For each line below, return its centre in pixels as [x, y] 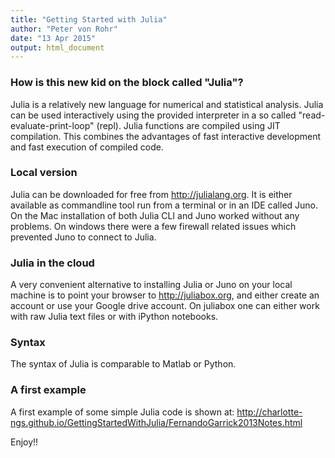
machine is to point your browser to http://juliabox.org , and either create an [165, 295]
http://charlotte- [269, 412]
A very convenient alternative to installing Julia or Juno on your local [151, 285]
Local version [44, 173]
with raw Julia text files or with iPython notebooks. [114, 317]
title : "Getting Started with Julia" [89, 19]
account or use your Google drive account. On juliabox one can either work [165, 306]
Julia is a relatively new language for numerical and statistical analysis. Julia [167, 104]
